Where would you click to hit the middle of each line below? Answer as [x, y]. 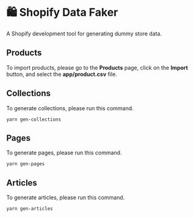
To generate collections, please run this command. [70, 108]
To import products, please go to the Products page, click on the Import [97, 67]
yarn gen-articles [30, 209]
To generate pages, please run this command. [64, 153]
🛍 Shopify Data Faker [62, 13]
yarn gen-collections [34, 119]
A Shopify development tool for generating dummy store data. [84, 33]
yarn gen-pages [26, 164]
